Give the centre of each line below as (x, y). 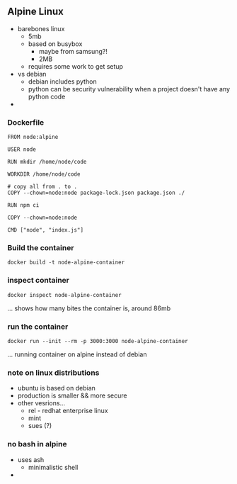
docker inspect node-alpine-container (64, 295)
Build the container (41, 248)
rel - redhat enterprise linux (68, 411)
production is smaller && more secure (72, 395)
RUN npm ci (23, 206)
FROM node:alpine (33, 137)
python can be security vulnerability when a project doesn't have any (129, 89)
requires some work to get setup (76, 66)
